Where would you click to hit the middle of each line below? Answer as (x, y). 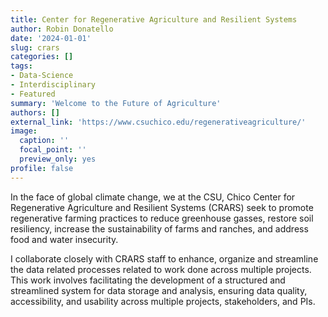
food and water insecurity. (64, 239)
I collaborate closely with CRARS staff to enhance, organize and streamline (164, 258)
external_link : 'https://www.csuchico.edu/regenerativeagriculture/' (158, 122)
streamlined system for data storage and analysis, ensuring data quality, (159, 290)
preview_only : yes (58, 159)
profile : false (42, 168)
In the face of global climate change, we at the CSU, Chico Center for (153, 197)
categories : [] (42, 57)
